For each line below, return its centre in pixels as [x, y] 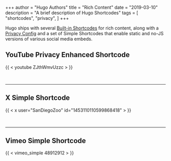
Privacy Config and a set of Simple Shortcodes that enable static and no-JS [84, 33]
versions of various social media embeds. [49, 39]
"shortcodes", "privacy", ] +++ [37, 18]
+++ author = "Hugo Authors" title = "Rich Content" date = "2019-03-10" [81, 7]
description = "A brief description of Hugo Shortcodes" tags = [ [72, 13]
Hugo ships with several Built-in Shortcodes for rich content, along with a [82, 28]
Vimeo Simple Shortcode [46, 141]
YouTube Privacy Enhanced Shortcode [67, 55]
